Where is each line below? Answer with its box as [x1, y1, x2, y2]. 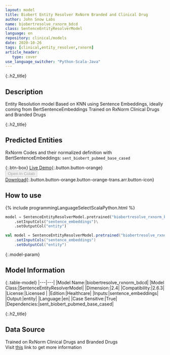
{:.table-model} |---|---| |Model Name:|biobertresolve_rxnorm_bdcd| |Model [5, 279, 164, 285]
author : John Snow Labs [5, 17, 56, 22]
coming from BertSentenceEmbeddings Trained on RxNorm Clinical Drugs [5, 107, 159, 113]
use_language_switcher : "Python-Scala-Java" [5, 59, 101, 64]
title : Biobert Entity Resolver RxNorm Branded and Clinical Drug [5, 12, 148, 17]
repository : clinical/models [5, 36, 67, 41]
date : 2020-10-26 [5, 40, 42, 45]
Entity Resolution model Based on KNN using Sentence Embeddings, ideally [5, 101, 163, 107]
